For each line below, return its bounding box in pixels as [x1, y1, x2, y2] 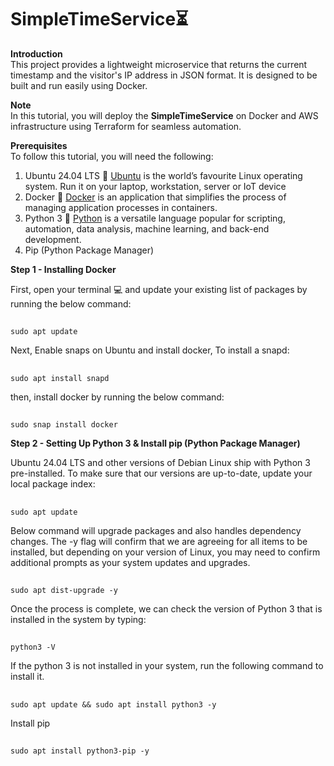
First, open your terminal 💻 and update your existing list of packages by [10, 283, 308, 295]
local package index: [10, 478, 96, 490]
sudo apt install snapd [10, 373, 110, 383]
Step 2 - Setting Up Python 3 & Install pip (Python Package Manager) [10, 437, 301, 450]
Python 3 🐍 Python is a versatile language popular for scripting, [24, 212, 286, 224]
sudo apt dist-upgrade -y [10, 585, 118, 595]
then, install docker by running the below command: [10, 391, 225, 403]
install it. [10, 671, 45, 683]
